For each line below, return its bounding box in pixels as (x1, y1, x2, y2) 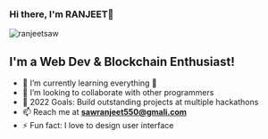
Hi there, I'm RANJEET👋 (9, 8, 114, 20)
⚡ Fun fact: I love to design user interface (21, 120, 174, 131)
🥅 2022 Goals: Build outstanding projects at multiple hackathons (21, 97, 259, 108)
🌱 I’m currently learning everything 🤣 (21, 78, 158, 88)
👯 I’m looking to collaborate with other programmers (21, 87, 214, 98)
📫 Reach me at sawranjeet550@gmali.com (21, 107, 188, 118)
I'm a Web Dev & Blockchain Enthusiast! (9, 53, 235, 69)
